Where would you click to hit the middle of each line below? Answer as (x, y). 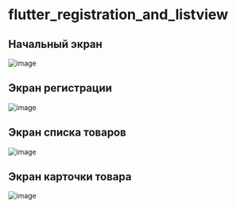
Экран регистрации (60, 88)
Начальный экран (56, 44)
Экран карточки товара (70, 177)
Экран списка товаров (68, 133)
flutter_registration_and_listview (118, 15)
